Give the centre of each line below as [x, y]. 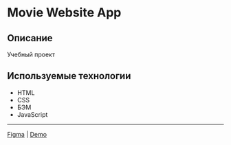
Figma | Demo [27, 134]
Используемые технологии [69, 76]
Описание [30, 38]
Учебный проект [31, 54]
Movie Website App [64, 13]
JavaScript [32, 114]
